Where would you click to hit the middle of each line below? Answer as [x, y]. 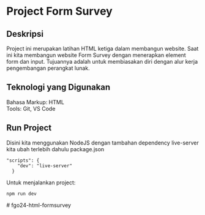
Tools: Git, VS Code [31, 108]
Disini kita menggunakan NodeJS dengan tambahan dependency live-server [102, 143]
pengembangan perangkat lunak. [48, 68]
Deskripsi [25, 34]
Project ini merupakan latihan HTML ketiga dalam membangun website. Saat [102, 48]
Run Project [29, 128]
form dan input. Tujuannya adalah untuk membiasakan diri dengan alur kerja [102, 62]
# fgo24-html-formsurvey [39, 205]
